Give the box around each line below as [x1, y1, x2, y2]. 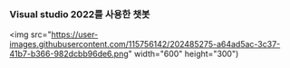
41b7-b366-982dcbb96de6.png [9, 48, 129, 60]
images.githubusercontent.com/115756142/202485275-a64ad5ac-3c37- [9, 39, 281, 50]
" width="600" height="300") [128, 48, 239, 60]
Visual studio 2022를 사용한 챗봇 [9, 7, 150, 20]
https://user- [51, 29, 99, 40]
